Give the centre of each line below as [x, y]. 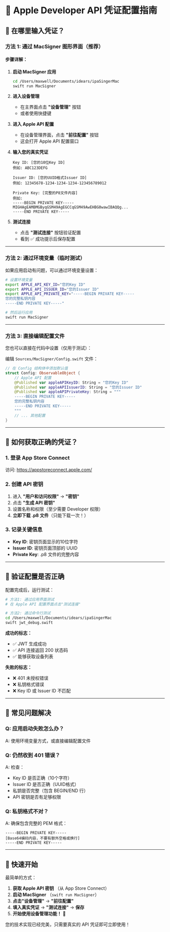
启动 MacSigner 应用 [34, 72]
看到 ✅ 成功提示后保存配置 [48, 239]
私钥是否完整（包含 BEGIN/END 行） [50, 790]
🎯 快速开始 [22, 864]
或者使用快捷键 [36, 113]
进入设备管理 [26, 96]
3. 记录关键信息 [24, 530]
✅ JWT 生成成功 [30, 644]
